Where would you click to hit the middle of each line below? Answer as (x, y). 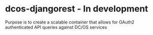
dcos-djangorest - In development (77, 9)
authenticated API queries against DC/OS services (56, 27)
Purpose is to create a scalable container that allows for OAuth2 (70, 22)
